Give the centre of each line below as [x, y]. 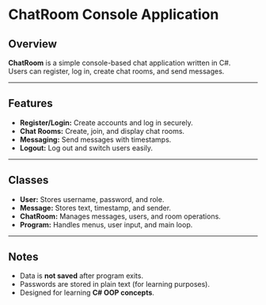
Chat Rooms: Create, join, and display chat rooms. [102, 131]
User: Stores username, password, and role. [92, 199]
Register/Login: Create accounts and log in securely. [106, 122]
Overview [33, 44]
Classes [28, 180]
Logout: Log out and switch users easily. [86, 147]
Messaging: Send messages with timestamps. [95, 139]
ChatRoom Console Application [114, 15]
